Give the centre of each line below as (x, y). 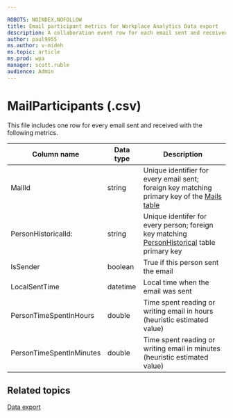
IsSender (25, 266)
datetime (122, 287)
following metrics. (33, 132)
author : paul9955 (32, 39)
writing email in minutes (182, 348)
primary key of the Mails (182, 196)
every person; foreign (178, 225)
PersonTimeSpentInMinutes (56, 353)
